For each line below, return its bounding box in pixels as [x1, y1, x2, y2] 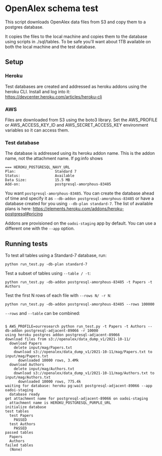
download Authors [9, 362, 44, 367]
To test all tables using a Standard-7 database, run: [5, 253, 107, 259]
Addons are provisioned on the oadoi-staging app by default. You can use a [5, 220, 156, 226]
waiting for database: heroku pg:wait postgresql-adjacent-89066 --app [5, 384, 152, 389]
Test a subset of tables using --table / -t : [5, 270, 91, 277]
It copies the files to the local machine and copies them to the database [5, 33, 147, 39]
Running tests [5, 240, 48, 248]
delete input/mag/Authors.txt [14, 367, 75, 372]
